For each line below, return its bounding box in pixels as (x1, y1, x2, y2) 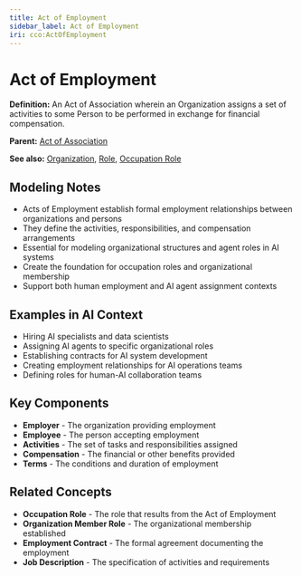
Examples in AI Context (9, 307, 143, 322)
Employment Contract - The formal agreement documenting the (22, 537, 264, 548)
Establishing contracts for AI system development (22, 350, 208, 360)
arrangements (22, 233, 75, 244)
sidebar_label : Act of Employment (9, 22, 140, 31)
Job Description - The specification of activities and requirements (22, 556, 270, 567)
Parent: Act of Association (9, 136, 108, 147)
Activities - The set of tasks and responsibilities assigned (22, 438, 238, 449)
